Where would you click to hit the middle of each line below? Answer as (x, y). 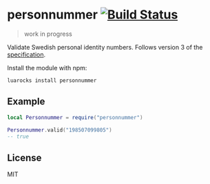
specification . (27, 54)
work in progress (48, 34)
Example (26, 102)
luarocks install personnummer (52, 80)
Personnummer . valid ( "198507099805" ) (60, 130)
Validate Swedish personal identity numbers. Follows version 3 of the (105, 47)
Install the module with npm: (47, 68)
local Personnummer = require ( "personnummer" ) (75, 117)
